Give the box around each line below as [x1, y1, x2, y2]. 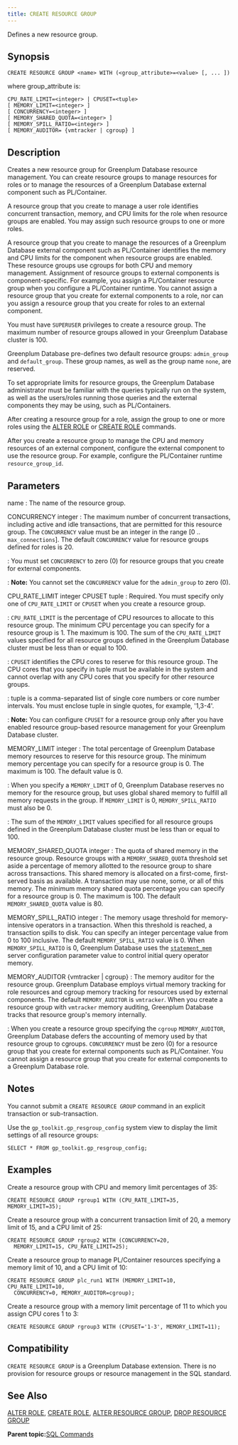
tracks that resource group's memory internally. [7, 1011, 147, 1019]
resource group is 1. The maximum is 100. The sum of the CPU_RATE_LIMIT [7, 628, 222, 637]
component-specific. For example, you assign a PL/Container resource [7, 276, 215, 285]
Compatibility [7, 1342, 69, 1355]
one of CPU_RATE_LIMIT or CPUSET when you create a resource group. [7, 600, 206, 608]
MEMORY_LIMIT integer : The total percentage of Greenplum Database [7, 745, 215, 753]
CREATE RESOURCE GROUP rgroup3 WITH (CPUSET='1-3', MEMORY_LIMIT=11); [7, 1323, 221, 1330]
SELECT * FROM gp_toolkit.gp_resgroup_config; [7, 1144, 148, 1152]
